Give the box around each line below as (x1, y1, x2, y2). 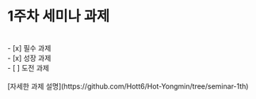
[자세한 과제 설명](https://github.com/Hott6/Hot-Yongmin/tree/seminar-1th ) (7, 81, 249, 91)
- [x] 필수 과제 (7, 43, 52, 52)
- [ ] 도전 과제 (7, 63, 49, 72)
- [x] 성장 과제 (7, 53, 52, 63)
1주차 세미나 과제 (7, 7, 110, 25)
